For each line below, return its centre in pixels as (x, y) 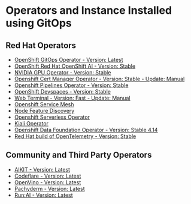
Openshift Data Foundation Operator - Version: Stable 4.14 (86, 130)
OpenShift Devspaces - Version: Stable (63, 91)
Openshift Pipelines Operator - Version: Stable (71, 85)
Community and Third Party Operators (79, 155)
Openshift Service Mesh (44, 104)
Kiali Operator (31, 123)
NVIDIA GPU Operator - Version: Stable (63, 72)
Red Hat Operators (41, 45)
